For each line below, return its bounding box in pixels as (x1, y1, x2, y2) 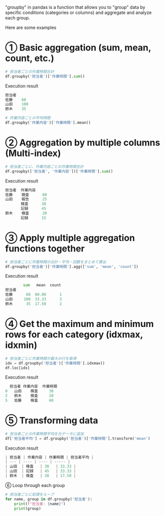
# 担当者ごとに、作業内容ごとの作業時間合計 (5, 164, 84, 169)
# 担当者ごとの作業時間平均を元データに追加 (5, 431, 84, 436)
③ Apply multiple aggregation (5, 232, 135, 243)
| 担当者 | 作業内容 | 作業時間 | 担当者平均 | (5, 454, 94, 459)
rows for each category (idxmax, (5, 329, 143, 340)
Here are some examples (5, 24, 56, 30)
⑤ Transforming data (5, 415, 98, 426)
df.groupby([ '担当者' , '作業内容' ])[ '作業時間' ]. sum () (5, 168, 113, 174)
